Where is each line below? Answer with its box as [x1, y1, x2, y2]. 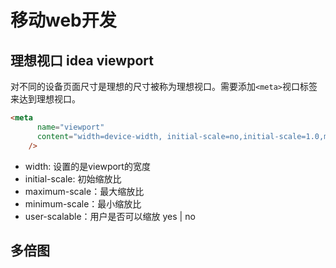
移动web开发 [10, 9, 117, 32]
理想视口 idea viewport [10, 52, 154, 69]
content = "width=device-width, [36, 131, 163, 141]
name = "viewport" [36, 122, 105, 132]
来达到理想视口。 [10, 93, 81, 105]
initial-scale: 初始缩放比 [24, 172, 122, 185]
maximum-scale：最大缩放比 [24, 185, 145, 197]
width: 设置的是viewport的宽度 [24, 160, 151, 172]
